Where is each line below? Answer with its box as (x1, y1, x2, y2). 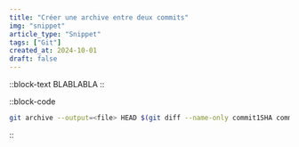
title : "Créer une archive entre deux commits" (9, 12, 190, 22)
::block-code (9, 96, 56, 107)
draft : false (9, 54, 58, 63)
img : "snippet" (9, 21, 66, 30)
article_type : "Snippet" (9, 29, 101, 38)
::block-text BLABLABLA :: (9, 79, 105, 89)
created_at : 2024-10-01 (9, 46, 98, 55)
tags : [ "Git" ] (9, 37, 62, 47)
